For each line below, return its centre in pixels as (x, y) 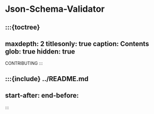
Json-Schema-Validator (55, 9)
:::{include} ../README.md (47, 79)
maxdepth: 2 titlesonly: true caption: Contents (77, 43)
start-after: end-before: (42, 96)
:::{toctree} (22, 27)
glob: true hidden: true (40, 51)
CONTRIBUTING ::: (24, 63)
